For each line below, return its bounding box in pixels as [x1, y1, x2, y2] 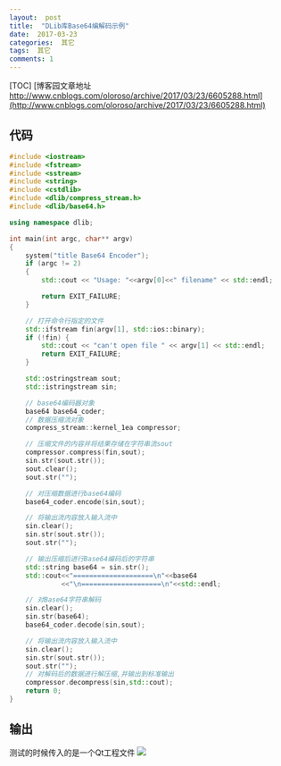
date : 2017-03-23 [9, 29, 78, 38]
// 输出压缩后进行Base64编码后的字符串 [25, 554, 154, 563]
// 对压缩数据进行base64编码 [25, 489, 122, 498]
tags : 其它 [9, 46, 51, 55]
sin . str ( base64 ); [25, 612, 90, 621]
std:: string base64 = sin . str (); [25, 562, 150, 572]
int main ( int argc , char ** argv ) [9, 234, 134, 243]
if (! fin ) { [25, 332, 70, 342]
